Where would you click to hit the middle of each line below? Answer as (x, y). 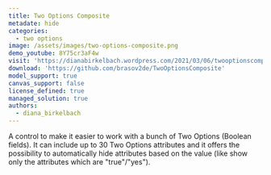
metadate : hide (34, 23)
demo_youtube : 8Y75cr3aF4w (54, 53)
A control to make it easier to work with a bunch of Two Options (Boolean (130, 136)
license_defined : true (46, 91)
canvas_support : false (46, 83)
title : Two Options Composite (59, 16)
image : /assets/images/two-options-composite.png (94, 46)
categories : (28, 31)
